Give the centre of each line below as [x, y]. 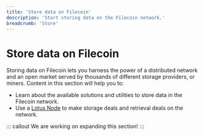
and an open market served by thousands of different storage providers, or [101, 77]
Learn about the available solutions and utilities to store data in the [99, 95]
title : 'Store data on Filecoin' [49, 12]
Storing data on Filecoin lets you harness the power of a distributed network [102, 70]
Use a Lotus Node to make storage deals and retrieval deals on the [99, 108]
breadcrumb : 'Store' [33, 23]
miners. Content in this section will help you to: [65, 84]
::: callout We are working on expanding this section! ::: [75, 126]
